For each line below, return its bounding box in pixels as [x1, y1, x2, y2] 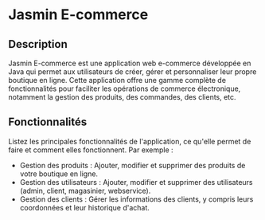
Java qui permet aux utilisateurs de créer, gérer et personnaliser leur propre [8, 67, 257, 77]
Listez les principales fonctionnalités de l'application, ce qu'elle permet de [8, 136, 251, 146]
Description [8, 37, 68, 51]
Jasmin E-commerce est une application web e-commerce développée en [8, 58, 251, 68]
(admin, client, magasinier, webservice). [19, 186, 151, 195]
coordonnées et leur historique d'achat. [19, 202, 150, 212]
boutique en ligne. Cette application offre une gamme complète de [8, 76, 227, 84]
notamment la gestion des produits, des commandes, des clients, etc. [8, 92, 236, 101]
